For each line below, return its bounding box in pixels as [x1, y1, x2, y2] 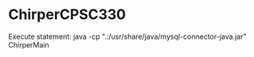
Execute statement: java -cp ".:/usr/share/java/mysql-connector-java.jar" [8, 32, 247, 41]
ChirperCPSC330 [8, 6, 127, 24]
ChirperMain [8, 40, 49, 49]
